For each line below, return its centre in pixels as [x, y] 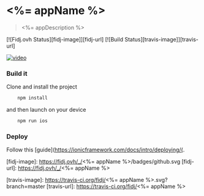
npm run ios [32, 121]
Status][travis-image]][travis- [162, 39]
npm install [32, 98]
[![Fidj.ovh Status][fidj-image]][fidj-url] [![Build [65, 39]
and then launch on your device [46, 110]
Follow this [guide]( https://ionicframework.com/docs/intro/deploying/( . [96, 150]
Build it [17, 73]
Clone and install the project [42, 87]
